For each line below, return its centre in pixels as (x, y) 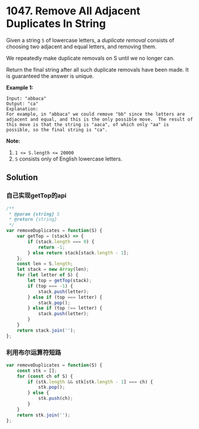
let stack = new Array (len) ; (53, 270)
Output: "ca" (22, 104)
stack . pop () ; (54, 303)
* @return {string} (33, 220)
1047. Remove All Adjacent (73, 11)
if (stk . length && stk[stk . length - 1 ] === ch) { (90, 382)
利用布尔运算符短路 (34, 352)
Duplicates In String (56, 24)
